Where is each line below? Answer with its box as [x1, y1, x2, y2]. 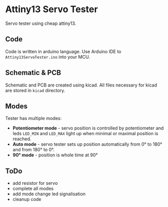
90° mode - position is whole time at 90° [12, 152, 98, 158]
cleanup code [12, 196, 41, 202]
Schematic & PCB [5, 68, 61, 77]
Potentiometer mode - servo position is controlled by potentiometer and [12, 125, 164, 131]
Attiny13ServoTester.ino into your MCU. [5, 54, 90, 60]
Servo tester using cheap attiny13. [5, 20, 76, 26]
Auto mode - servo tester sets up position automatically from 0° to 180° [12, 141, 162, 147]
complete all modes [12, 186, 54, 192]
